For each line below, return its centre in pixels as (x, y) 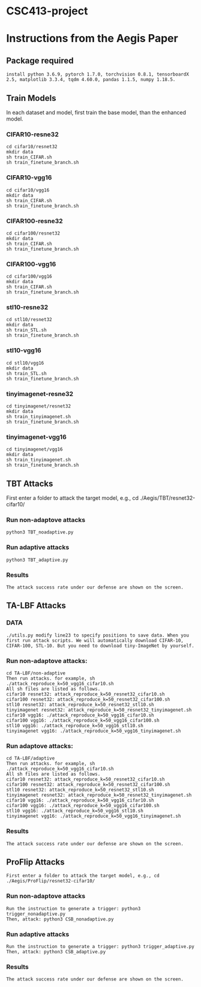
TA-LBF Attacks (36, 606)
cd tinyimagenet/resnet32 (38, 406)
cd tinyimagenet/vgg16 (34, 449)
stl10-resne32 (27, 307)
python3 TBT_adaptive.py (37, 560)
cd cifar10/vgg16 (28, 190)
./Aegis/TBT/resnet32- (168, 498)
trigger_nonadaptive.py (36, 914)
